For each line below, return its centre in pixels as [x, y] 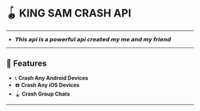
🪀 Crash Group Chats [42, 94]
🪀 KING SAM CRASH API [69, 13]
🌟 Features [26, 64]
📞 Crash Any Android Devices [51, 78]
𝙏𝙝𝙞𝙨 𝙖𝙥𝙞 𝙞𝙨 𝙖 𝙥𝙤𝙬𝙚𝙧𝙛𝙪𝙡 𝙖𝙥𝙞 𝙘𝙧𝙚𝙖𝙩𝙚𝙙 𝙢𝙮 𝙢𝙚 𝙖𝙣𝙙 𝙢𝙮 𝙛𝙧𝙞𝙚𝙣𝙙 [93, 39]
